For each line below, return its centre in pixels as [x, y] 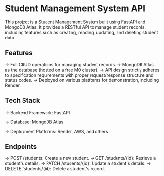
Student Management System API [75, 9]
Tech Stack [23, 101]
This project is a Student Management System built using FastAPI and [75, 22]
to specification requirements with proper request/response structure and [79, 75]
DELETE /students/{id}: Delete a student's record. [55, 169]
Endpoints [21, 147]
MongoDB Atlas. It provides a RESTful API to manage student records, [75, 27]
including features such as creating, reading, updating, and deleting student [82, 32]
